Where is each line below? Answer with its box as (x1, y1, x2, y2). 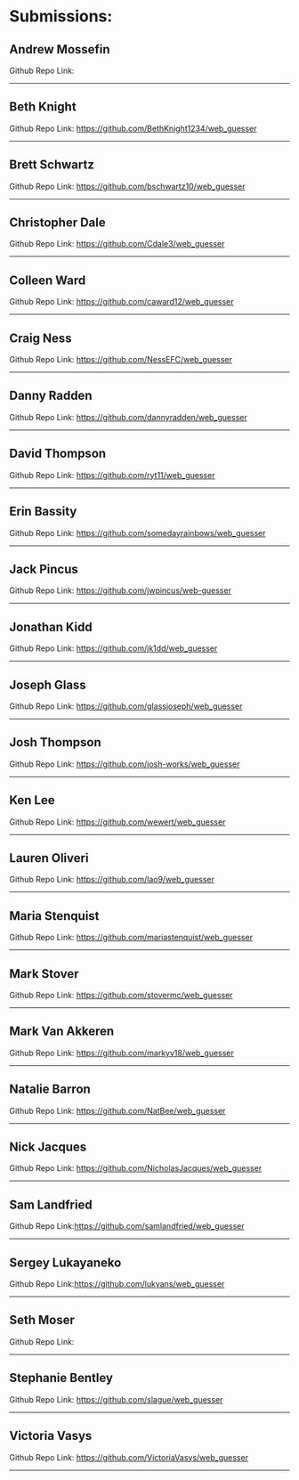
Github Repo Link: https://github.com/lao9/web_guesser (9, 874, 215, 885)
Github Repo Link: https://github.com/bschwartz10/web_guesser (9, 181, 246, 191)
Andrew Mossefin (9, 42, 110, 57)
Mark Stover (9, 966, 79, 981)
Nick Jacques (9, 1140, 87, 1155)
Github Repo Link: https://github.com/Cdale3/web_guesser (9, 239, 225, 249)
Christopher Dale (9, 215, 106, 231)
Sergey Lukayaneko (9, 1255, 122, 1270)
